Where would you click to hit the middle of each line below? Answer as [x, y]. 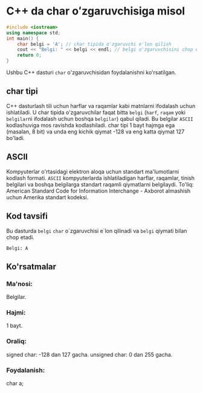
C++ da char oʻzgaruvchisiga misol [96, 11]
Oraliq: [17, 341]
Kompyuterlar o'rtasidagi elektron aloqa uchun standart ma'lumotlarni [93, 171]
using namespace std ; [34, 33]
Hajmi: [16, 313]
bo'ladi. [16, 138]
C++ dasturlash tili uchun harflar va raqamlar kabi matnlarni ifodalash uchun [101, 106]
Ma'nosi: [20, 284]
